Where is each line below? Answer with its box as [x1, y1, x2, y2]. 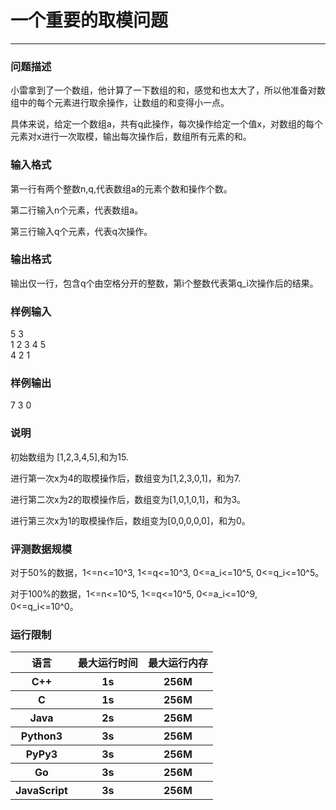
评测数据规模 [10, 542, 73, 556]
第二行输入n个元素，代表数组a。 [10, 204, 144, 216]
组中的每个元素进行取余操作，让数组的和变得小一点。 [10, 97, 230, 109]
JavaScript [15, 784, 68, 798]
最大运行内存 [147, 656, 208, 670]
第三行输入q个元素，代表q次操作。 [10, 225, 153, 237]
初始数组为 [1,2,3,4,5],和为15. [10, 451, 129, 463]
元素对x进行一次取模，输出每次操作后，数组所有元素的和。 [10, 131, 252, 143]
